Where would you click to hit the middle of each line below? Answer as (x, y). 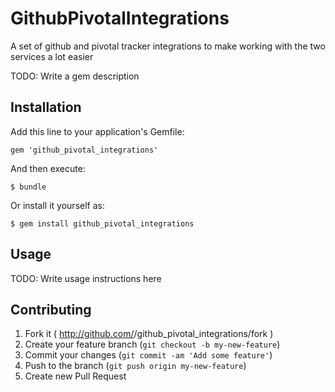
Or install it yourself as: (57, 205)
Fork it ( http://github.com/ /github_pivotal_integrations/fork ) (149, 334)
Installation (46, 107)
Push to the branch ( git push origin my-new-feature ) (135, 366)
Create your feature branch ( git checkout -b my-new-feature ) (152, 344)
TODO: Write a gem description (75, 76)
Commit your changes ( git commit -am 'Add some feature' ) (148, 355)
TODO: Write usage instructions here (86, 278)
